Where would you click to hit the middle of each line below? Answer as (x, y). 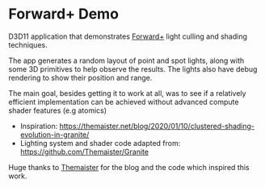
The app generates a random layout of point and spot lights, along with (126, 60)
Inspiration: (39, 126)
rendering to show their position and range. (80, 77)
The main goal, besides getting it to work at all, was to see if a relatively (127, 93)
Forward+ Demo (64, 14)
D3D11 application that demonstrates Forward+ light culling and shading (128, 36)
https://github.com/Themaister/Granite (84, 152)
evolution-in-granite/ (55, 135)
